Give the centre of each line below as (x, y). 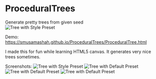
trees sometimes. (23, 56)
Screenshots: (19, 66)
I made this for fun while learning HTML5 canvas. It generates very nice (78, 52)
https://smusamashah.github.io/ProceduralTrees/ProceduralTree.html (76, 42)
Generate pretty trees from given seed (44, 22)
